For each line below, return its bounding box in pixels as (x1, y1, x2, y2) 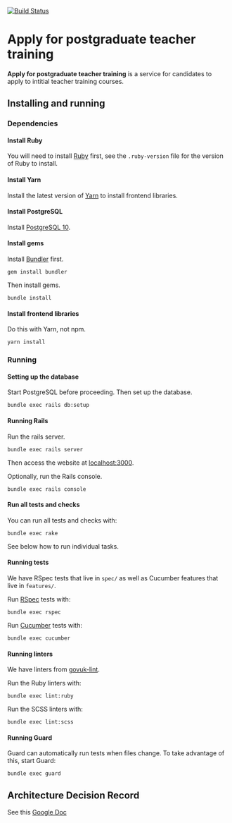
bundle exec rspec (7, 609, 61, 616)
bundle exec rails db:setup (7, 402, 90, 409)
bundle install (7, 295, 52, 302)
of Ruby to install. (7, 159, 58, 168)
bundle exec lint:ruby (7, 693, 74, 700)
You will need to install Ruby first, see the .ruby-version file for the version (7, 152, 224, 160)
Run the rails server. (7, 432, 65, 441)
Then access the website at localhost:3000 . (7, 458, 134, 467)
